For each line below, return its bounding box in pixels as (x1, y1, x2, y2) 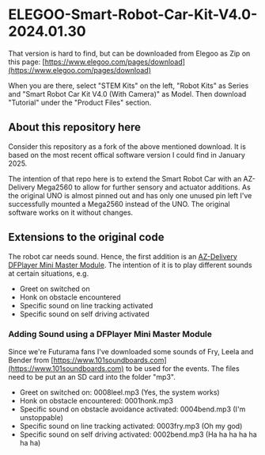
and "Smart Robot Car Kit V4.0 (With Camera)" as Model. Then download (8, 89, 247, 98)
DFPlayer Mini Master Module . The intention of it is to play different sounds (8, 260, 252, 270)
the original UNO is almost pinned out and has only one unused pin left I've (8, 190, 252, 200)
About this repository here (8, 120, 141, 134)
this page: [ (8, 57, 45, 67)
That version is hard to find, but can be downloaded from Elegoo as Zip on (8, 48, 251, 58)
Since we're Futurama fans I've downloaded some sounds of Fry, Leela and (8, 346, 254, 356)
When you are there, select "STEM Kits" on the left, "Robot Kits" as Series (8, 81, 249, 90)
